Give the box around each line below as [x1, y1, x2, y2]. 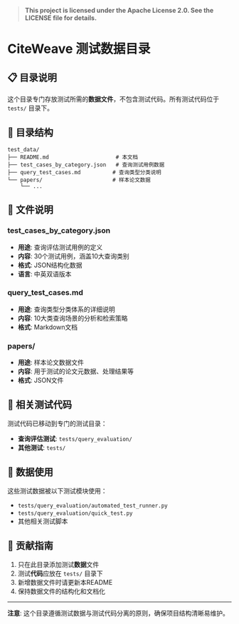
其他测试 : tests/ [17, 443, 66, 452]
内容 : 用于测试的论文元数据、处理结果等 [17, 367, 134, 376]
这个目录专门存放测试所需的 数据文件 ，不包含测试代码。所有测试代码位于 [7, 95, 219, 103]
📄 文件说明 [7, 203, 53, 216]
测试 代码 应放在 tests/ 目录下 [17, 569, 103, 578]
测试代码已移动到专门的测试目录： [7, 419, 107, 428]
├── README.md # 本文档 [7, 154, 139, 161]
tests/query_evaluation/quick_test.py [17, 510, 133, 517]
